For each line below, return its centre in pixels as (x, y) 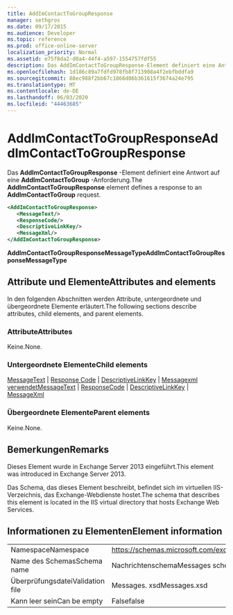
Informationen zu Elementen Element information (115, 531)
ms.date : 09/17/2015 (37, 26)
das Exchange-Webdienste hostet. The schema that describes (132, 495)
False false (128, 601)
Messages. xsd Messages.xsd (159, 586)
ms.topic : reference (37, 40)
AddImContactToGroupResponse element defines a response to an (105, 187)
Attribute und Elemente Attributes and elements (112, 282)
